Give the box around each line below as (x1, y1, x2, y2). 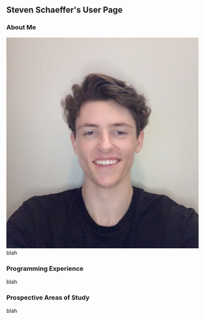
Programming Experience (6, 264, 84, 273)
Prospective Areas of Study (6, 293, 90, 301)
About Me (6, 23, 37, 32)
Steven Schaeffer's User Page (6, 5, 123, 15)
